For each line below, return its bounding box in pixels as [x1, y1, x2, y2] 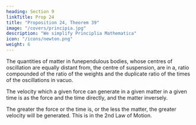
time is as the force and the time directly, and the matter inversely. [6, 94, 168, 101]
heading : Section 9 [6, 8, 55, 15]
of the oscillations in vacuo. [6, 76, 74, 83]
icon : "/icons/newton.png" [6, 36, 73, 42]
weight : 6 [6, 42, 31, 48]
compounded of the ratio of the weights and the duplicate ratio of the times [6, 70, 191, 77]
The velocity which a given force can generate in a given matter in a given [6, 88, 187, 95]
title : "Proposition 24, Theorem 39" [6, 19, 100, 25]
